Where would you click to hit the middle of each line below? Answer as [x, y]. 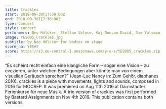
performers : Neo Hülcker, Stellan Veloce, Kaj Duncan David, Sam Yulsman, [84, 33]
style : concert [21, 28]
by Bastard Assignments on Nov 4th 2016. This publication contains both [79, 97]
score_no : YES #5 [22, 47]
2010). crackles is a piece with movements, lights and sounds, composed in [82, 81]
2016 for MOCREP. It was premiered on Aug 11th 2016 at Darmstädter [75, 86]
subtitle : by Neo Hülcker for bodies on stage [54, 42]
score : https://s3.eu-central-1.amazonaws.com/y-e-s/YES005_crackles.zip [83, 51]
